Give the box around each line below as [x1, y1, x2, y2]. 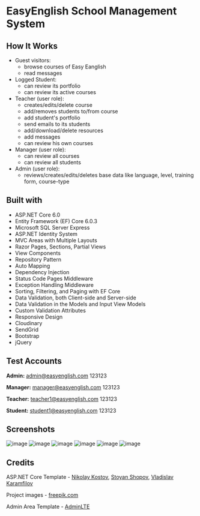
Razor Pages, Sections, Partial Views [14, 243, 106, 250]
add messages [23, 133, 61, 140]
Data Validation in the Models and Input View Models [14, 300, 146, 307]
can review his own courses [23, 140, 93, 146]
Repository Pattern [14, 256, 62, 263]
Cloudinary [14, 319, 43, 326]
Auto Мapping [14, 262, 50, 269]
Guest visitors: [14, 57, 51, 64]
